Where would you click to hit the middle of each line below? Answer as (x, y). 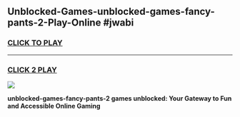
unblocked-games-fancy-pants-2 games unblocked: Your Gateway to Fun (120, 98)
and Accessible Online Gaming (54, 106)
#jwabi (119, 23)
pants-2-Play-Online (54, 23)
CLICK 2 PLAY (32, 69)
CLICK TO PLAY (35, 43)
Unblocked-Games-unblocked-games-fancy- (111, 12)
